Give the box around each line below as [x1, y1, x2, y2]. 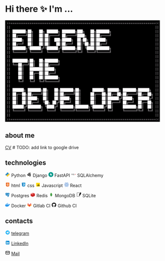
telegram [11, 231, 29, 236]
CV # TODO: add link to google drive [5, 144, 79, 150]
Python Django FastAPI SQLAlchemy [11, 172, 104, 178]
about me [5, 131, 35, 140]
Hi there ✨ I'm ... [5, 3, 73, 15]
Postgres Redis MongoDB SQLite [11, 192, 96, 198]
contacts [5, 217, 33, 225]
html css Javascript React [11, 183, 82, 188]
